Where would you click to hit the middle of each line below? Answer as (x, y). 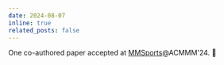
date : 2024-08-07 (37, 15)
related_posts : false (44, 30)
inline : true (30, 23)
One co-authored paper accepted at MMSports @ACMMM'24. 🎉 (112, 53)
